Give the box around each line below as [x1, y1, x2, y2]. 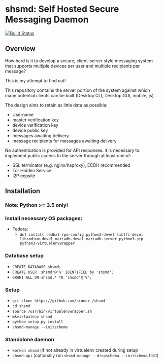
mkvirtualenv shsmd [12, 314, 53, 319]
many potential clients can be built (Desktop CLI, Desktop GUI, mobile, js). [5, 92, 155, 98]
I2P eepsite [12, 173, 35, 179]
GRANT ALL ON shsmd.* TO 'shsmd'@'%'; [12, 275, 92, 280]
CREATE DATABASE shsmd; [12, 264, 62, 269]
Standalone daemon [5, 336, 55, 343]
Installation [5, 187, 40, 195]
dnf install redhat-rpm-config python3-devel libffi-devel [19, 232, 144, 237]
